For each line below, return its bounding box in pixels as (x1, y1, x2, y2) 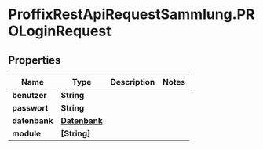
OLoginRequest (8, 22, 111, 40)
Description (110, 77, 155, 87)
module (12, 128, 42, 139)
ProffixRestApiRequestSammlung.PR (8, 5, 255, 24)
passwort (12, 103, 49, 113)
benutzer (12, 90, 47, 100)
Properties (8, 53, 61, 67)
